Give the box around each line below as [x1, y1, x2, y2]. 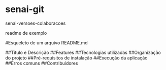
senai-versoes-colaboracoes [5, 20, 66, 26]
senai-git [5, 4, 45, 15]
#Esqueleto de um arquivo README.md [5, 39, 88, 46]
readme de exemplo [5, 30, 47, 36]
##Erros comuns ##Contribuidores [5, 60, 78, 66]
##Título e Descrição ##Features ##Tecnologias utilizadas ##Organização [5, 49, 161, 55]
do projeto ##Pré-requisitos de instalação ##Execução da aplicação [5, 54, 148, 61]
